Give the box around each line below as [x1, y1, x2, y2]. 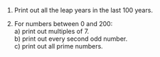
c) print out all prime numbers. [14, 42, 103, 50]
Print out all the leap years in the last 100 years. [14, 6, 153, 14]
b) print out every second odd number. [14, 34, 128, 43]
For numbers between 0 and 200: [14, 20, 113, 27]
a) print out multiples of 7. [14, 27, 90, 35]
